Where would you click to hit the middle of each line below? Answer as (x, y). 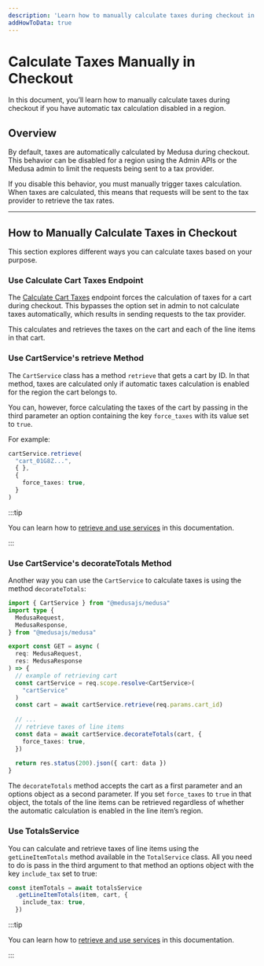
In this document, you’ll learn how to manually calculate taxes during (119, 100)
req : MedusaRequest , (49, 654)
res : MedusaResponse (49, 661)
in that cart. (27, 338)
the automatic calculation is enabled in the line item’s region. (106, 811)
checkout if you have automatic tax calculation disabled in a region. (117, 108)
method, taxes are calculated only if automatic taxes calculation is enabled (129, 384)
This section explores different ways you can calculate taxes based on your (130, 252)
